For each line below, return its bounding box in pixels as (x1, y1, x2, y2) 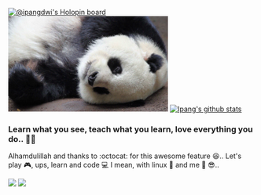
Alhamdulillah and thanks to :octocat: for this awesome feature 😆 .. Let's (8, 151, 242, 161)
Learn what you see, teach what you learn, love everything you (8, 124, 253, 135)
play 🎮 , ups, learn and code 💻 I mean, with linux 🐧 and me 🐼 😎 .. (8, 161, 220, 170)
